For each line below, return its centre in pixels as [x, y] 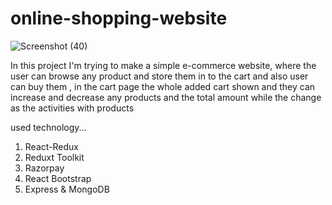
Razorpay [44, 168]
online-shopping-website [119, 18]
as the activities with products [72, 108]
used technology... [48, 127]
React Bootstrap [58, 178]
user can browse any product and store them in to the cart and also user [159, 76]
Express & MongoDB [67, 189]
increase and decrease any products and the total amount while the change [166, 97]
